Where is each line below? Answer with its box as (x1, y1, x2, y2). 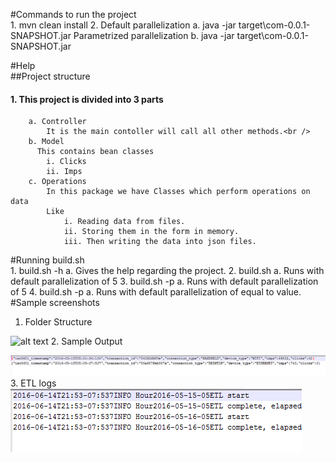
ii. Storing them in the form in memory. (63, 227, 240, 237)
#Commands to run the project (10, 9, 137, 20)
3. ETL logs (10, 377, 57, 389)
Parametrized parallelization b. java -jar (73, 30, 235, 41)
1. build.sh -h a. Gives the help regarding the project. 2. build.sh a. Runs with (10, 265, 325, 277)
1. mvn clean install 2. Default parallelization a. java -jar (10, 19, 237, 31)
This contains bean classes (36, 147, 155, 157)
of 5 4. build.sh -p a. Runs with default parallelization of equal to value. (10, 286, 302, 298)
